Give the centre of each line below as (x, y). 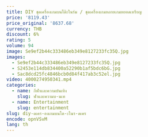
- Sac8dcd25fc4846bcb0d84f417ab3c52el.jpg (66, 74)
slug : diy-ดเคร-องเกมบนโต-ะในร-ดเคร (46, 113)
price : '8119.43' (28, 18)
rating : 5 (19, 40)
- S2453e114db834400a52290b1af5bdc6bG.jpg (66, 68)
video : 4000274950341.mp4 (39, 79)
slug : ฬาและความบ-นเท (41, 96)
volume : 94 (20, 46)
